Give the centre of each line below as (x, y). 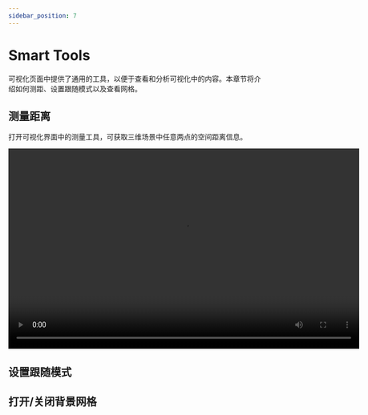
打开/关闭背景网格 (53, 402)
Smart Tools (49, 55)
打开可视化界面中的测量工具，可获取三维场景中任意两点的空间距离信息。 (127, 137)
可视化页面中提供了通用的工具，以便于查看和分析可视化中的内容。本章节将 (131, 79)
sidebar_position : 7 (43, 16)
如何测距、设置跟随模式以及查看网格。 (78, 88)
